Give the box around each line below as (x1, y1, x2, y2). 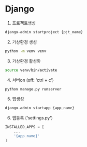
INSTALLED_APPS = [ (5, 125, 44, 130)
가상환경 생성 (12, 39, 37, 44)
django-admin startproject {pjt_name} (5, 29, 83, 34)
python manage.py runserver (5, 87, 62, 91)
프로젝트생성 (12, 20, 36, 26)
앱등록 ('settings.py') (12, 115, 53, 121)
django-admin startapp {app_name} (5, 105, 75, 111)
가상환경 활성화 (12, 58, 41, 64)
